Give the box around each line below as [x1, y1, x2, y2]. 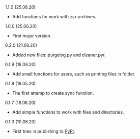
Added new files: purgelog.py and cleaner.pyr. [12, 52, 106, 58]
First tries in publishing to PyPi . [12, 128, 75, 134]
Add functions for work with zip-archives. [12, 14, 97, 19]
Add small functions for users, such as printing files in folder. [12, 71, 136, 77]
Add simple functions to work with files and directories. [12, 109, 124, 115]
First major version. [12, 33, 52, 38]
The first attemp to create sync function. [12, 90, 94, 96]
